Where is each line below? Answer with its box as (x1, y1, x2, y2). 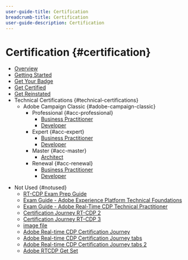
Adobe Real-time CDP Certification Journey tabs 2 (23, 241, 147, 248)
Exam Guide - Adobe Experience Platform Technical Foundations (23, 197, 183, 204)
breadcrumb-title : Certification (5, 14, 89, 20)
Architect (40, 154, 64, 161)
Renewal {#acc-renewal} (32, 160, 93, 167)
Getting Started (14, 71, 52, 79)
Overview (14, 65, 38, 72)
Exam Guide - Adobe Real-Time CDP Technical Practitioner (23, 203, 168, 210)
